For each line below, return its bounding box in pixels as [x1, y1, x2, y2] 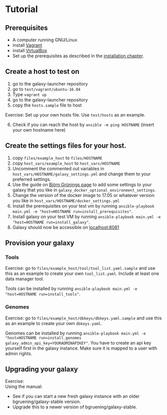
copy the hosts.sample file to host [12, 102, 82, 108]
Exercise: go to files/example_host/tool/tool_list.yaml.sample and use [5, 265, 156, 271]
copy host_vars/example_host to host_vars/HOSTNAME [12, 160, 120, 166]
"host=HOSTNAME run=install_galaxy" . [12, 219, 90, 225]
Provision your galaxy [5, 239, 74, 247]
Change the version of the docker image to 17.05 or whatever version [12, 192, 155, 198]
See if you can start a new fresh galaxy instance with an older [12, 393, 140, 399]
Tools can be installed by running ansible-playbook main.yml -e [5, 285, 137, 292]
